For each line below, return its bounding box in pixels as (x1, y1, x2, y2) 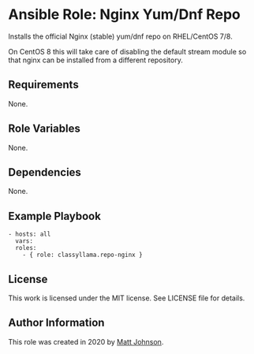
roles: (15, 244, 37, 252)
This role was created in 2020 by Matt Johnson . (8, 337, 164, 346)
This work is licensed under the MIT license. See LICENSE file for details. (8, 293, 245, 303)
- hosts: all (8, 230, 51, 238)
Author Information (8, 316, 105, 330)
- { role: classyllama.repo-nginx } (22, 251, 144, 259)
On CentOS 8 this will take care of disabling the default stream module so (8, 47, 247, 56)
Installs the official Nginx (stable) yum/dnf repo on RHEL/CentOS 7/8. (8, 32, 233, 41)
